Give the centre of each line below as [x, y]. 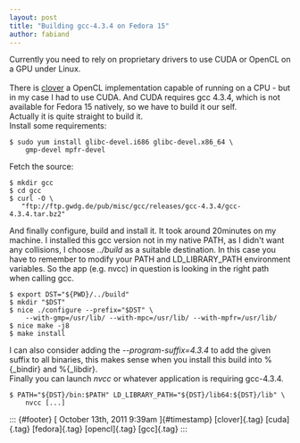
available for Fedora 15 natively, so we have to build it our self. [123, 107]
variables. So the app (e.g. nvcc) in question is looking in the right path [139, 269]
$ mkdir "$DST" [37, 303]
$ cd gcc [25, 191]
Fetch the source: [42, 167]
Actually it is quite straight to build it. [76, 116]
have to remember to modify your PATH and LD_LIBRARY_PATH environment [150, 259]
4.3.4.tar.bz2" [37, 214]
